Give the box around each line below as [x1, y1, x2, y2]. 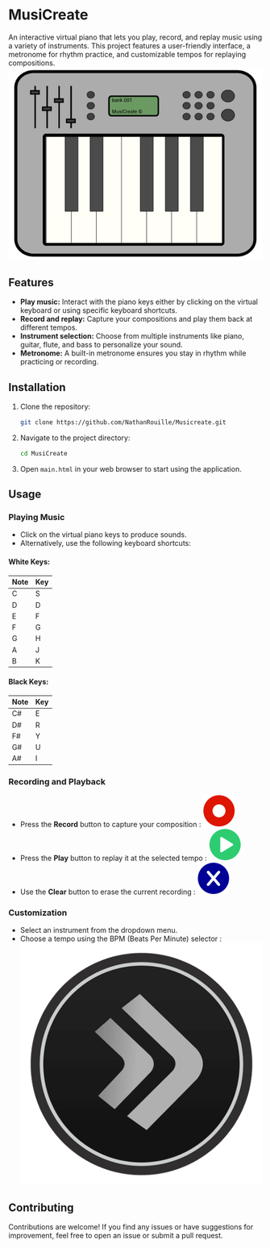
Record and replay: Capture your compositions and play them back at [19, 314, 253, 324]
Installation [8, 381, 66, 394]
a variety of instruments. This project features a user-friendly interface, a [8, 40, 251, 50]
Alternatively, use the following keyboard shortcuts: [19, 539, 191, 548]
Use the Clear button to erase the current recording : [19, 887, 196, 896]
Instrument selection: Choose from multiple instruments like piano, [19, 331, 244, 341]
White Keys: [8, 557, 51, 567]
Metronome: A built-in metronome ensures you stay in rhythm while [19, 348, 247, 358]
